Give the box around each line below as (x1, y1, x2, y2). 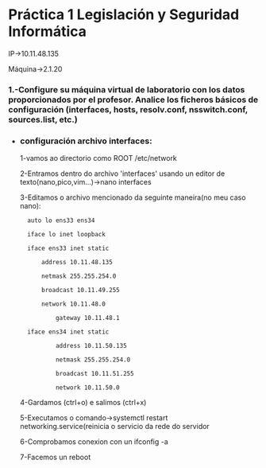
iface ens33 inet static (27, 244, 110, 252)
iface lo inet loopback (27, 231, 106, 239)
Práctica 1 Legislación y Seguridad (8, 6, 240, 24)
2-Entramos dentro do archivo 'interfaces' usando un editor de (19, 169, 226, 178)
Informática (8, 22, 87, 41)
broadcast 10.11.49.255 (40, 287, 121, 294)
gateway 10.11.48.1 (55, 314, 121, 322)
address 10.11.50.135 (55, 342, 127, 350)
